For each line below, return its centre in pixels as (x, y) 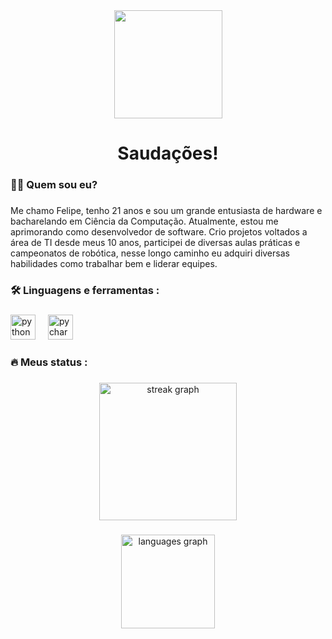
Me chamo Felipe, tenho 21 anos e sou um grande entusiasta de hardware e (166, 211)
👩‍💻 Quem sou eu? (54, 185)
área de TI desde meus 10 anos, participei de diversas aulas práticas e (155, 243)
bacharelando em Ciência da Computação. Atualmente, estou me (144, 221)
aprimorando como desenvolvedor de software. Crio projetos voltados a (159, 232)
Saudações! (168, 153)
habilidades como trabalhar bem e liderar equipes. (114, 264)
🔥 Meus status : (49, 362)
